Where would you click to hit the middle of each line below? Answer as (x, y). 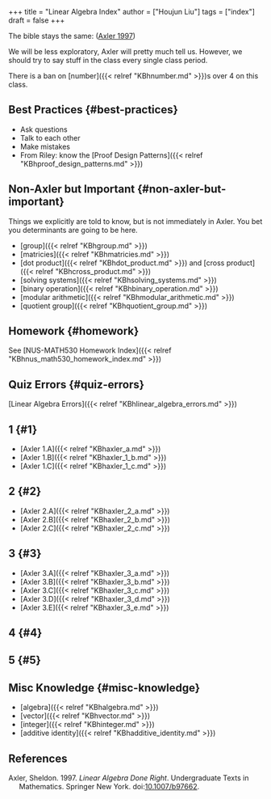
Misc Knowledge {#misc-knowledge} (104, 688)
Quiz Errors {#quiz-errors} (77, 385)
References (38, 758)
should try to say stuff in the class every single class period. (108, 60)
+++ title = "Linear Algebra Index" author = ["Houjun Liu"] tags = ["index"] (132, 12)
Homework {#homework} (74, 331)
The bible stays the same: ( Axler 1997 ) (72, 36)
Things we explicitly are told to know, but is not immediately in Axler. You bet (135, 221)
